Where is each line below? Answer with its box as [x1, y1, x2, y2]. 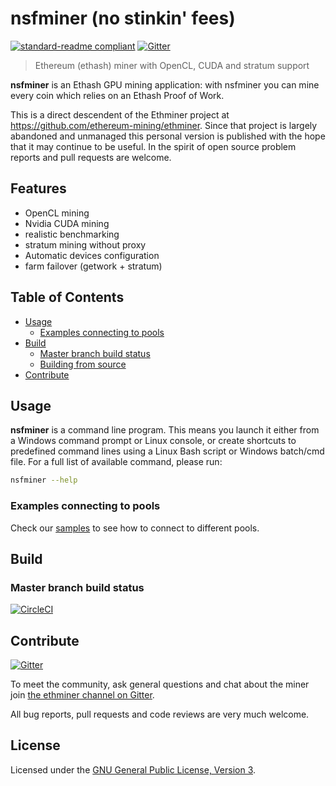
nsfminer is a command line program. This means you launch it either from [10, 424, 320, 436]
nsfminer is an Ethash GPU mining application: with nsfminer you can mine [10, 78, 320, 91]
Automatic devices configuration [24, 249, 160, 261]
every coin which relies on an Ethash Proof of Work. [10, 89, 225, 101]
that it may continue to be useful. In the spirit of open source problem [10, 140, 297, 152]
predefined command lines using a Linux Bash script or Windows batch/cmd [10, 445, 325, 457]
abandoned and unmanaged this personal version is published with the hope [10, 130, 326, 142]
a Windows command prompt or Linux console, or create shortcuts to [10, 435, 297, 447]
